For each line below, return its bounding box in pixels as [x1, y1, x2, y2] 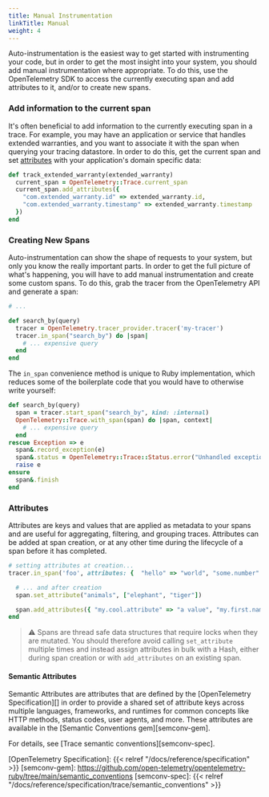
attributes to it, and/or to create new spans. [8, 83, 151, 92]
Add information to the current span [8, 103, 151, 114]
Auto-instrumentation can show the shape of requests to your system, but [8, 253, 252, 262]
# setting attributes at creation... [8, 562, 134, 570]
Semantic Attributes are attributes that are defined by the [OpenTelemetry [8, 689, 251, 699]
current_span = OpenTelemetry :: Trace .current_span [15, 178, 188, 186]
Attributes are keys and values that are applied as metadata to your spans [8, 521, 251, 531]
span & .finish [15, 475, 59, 484]
